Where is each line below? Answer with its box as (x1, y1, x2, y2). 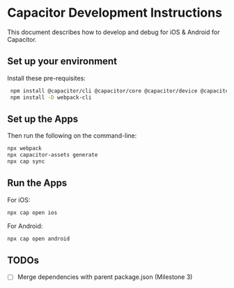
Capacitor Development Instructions (7, 5, 223, 21)
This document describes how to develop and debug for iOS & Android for (7, 28, 220, 36)
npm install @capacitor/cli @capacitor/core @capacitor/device (10, 87, 198, 95)
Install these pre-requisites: (7, 74, 86, 82)
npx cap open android (7, 235, 70, 242)
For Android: (7, 221, 43, 230)
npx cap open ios (7, 209, 58, 216)
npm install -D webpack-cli (10, 94, 92, 101)
